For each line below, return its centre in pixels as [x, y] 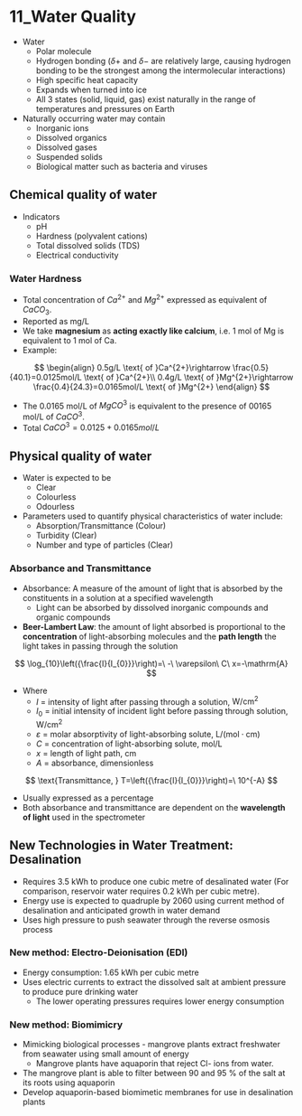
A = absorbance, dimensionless [95, 763]
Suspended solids [69, 156]
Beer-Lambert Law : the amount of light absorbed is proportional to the [154, 626]
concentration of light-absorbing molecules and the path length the [149, 636]
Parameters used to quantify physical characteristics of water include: [153, 516]
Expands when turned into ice [91, 89]
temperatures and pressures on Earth [105, 108]
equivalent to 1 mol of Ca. [69, 340]
